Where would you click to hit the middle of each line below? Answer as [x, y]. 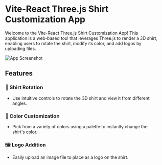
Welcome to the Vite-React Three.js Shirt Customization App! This [72, 33]
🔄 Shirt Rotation [24, 88]
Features [19, 74]
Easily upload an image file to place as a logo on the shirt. [70, 157]
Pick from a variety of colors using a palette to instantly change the [80, 126]
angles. [20, 103]
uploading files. [21, 48]
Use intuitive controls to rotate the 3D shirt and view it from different [81, 98]
